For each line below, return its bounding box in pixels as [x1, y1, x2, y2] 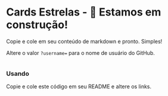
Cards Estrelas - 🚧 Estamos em [6, 5, 161, 19]
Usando [6, 69, 30, 78]
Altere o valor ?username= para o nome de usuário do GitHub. [6, 49, 155, 56]
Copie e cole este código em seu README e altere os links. [6, 83, 152, 90]
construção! [6, 18, 69, 32]
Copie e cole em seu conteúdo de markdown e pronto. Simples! [6, 38, 163, 45]
